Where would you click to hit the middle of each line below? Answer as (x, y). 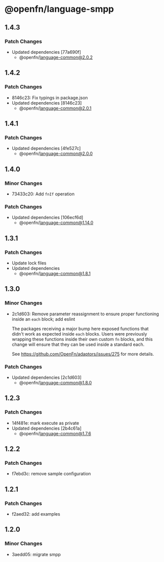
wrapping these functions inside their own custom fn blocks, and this (82, 339)
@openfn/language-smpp (59, 9)
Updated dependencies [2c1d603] (47, 377)
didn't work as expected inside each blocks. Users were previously (79, 334)
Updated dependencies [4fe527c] (46, 149)
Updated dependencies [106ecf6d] (47, 218)
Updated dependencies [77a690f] (46, 52)
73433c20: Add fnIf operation (43, 194)
